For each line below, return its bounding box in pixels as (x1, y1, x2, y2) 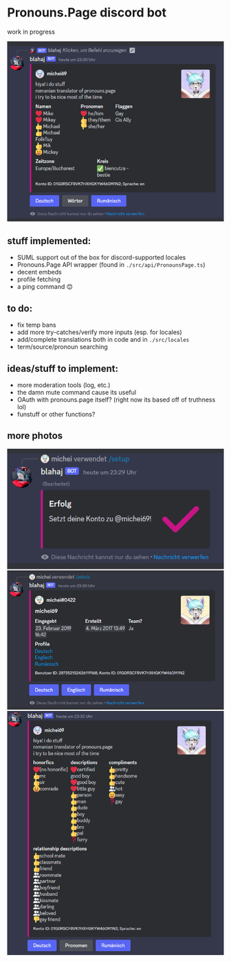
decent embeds (16, 268, 62, 276)
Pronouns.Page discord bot (7, 5, 167, 21)
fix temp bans (16, 321, 56, 329)
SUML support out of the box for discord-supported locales (16, 253, 186, 262)
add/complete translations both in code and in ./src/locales (16, 336, 190, 344)
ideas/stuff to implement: (7, 362, 119, 374)
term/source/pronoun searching (16, 342, 108, 351)
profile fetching (16, 275, 60, 283)
